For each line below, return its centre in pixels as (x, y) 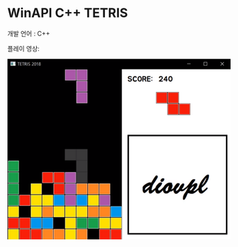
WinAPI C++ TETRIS (68, 13)
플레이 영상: (24, 48)
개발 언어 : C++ (29, 33)
